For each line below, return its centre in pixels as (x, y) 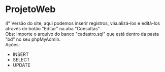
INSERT (21, 54)
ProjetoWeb (30, 9)
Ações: (13, 44)
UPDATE (21, 65)
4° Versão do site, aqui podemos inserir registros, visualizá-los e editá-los (83, 23)
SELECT (21, 59)
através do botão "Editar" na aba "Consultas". (53, 28)
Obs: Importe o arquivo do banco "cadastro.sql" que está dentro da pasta (82, 34)
